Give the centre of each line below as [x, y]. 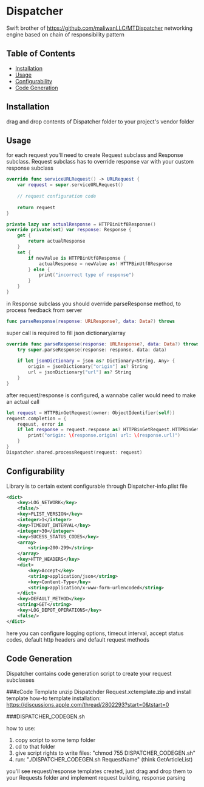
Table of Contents [41, 54]
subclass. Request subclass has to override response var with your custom [100, 162]
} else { [39, 269]
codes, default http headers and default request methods [78, 639]
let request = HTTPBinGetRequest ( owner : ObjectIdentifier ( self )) [90, 413]
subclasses [20, 680]
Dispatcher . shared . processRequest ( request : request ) [74, 452]
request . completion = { [36, 418]
